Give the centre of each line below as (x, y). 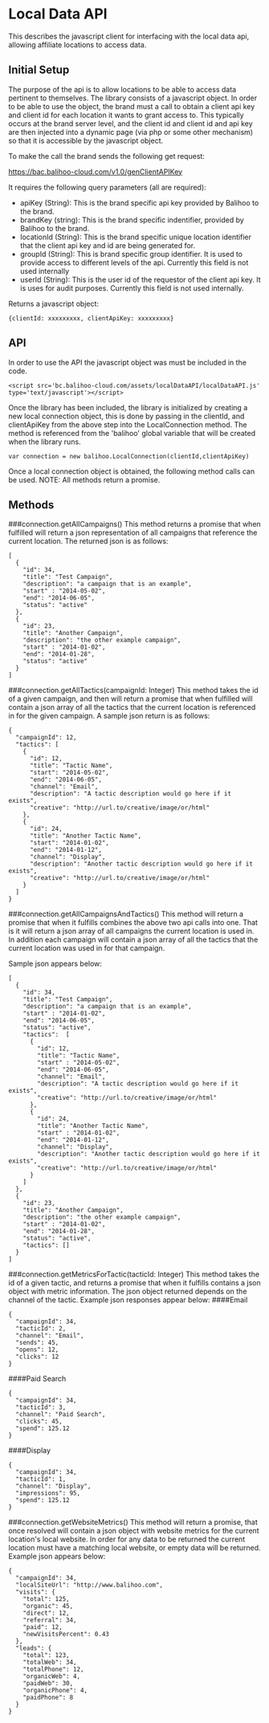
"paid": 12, (43, 1627)
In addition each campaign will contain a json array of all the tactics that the (133, 939)
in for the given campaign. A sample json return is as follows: (109, 716)
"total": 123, (46, 1656)
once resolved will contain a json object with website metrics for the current (134, 1531)
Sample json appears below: (55, 963)
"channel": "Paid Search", (61, 1415)
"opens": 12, (37, 1350)
